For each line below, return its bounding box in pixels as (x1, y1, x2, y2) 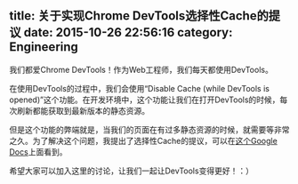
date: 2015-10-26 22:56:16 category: (23, 25, 233, 40)
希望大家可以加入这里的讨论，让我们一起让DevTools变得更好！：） (9, 165, 254, 176)
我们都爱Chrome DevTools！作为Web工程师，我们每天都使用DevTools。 (9, 64, 273, 75)
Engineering (9, 39, 78, 55)
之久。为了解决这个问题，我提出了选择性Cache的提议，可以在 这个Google (9, 135, 278, 146)
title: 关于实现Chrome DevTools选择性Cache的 (9, 8, 269, 24)
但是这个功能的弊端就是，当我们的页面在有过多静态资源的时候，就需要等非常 (9, 124, 290, 135)
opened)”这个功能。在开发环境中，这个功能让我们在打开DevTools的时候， (9, 94, 280, 105)
